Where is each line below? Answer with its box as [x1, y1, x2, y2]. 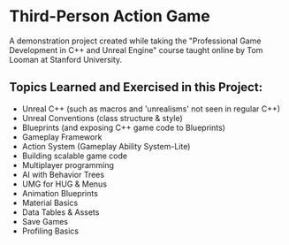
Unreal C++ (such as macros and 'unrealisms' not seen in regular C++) [21, 103, 281, 114]
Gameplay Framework [21, 131, 103, 142]
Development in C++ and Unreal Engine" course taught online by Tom [9, 44, 263, 55]
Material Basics [21, 197, 79, 208]
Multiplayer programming [21, 159, 115, 170]
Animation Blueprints [21, 188, 99, 198]
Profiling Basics [21, 226, 80, 236]
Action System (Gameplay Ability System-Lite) [21, 141, 191, 151]
